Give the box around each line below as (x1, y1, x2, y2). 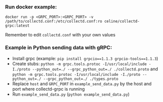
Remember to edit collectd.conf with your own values (5, 32, 116, 38)
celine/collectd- (104, 19, 140, 24)
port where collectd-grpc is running (12, 86, 85, 92)
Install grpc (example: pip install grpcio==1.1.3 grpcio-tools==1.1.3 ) (12, 55, 159, 61)
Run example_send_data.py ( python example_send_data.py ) (12, 91, 130, 97)
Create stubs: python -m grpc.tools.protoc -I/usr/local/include (12, 61, 147, 67)
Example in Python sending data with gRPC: (5, 44, 112, 51)
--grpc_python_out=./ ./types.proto (43, 76, 119, 81)
